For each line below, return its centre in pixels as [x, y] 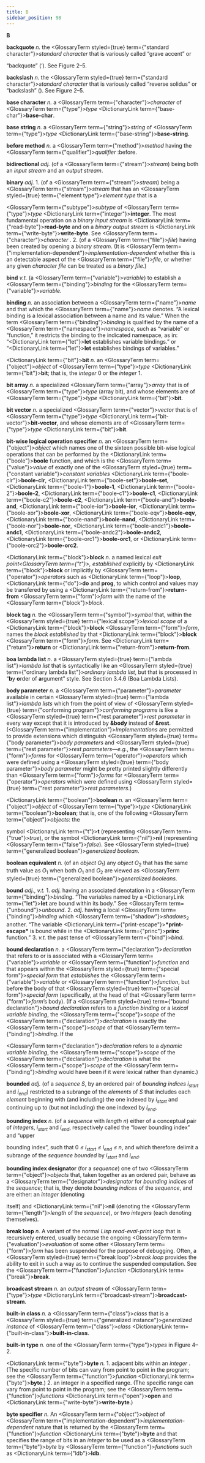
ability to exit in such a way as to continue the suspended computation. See [102, 1264]
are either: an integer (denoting [46, 1195]
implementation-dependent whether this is [142, 252]
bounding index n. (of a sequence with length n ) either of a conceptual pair [102, 1121]
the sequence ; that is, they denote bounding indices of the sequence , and [99, 1188]
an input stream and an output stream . [55, 170]
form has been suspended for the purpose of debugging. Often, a [114, 1251]
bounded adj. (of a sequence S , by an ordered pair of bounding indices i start [102, 1084]
